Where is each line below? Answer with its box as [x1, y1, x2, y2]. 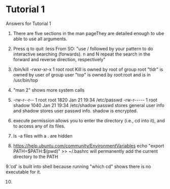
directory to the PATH [13, 153, 58, 159]
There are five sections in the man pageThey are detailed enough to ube [13, 30, 164, 36]
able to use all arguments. [13, 36, 67, 42]
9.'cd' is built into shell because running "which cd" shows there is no [6, 163, 151, 169]
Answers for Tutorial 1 [6, 20, 51, 26]
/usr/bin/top [13, 77, 39, 83]
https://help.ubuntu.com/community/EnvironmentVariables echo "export [13, 143, 164, 149]
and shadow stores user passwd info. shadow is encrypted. [13, 107, 138, 114]
